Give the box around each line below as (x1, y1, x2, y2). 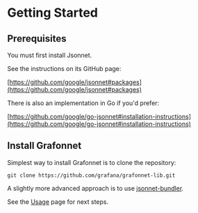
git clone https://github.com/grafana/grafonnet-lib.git (7, 172, 176, 179)
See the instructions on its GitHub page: (7, 65, 122, 72)
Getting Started (7, 5, 99, 21)
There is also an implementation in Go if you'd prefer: (7, 99, 160, 107)
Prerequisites (7, 33, 67, 45)
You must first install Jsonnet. (7, 51, 92, 59)
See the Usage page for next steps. (7, 197, 109, 206)
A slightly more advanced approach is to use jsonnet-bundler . (7, 184, 184, 192)
